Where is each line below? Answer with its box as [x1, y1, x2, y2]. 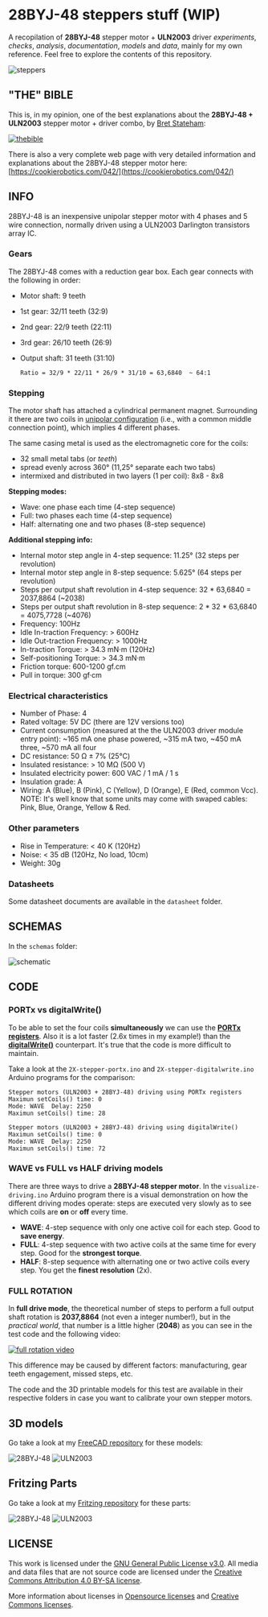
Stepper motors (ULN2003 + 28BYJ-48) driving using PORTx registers [8, 1088, 242, 1096]
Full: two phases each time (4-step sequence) [19, 511, 173, 521]
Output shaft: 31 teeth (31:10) [19, 353, 116, 363]
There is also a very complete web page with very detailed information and [8, 149, 256, 159]
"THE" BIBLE [8, 89, 74, 102]
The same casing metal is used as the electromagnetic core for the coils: [8, 439, 249, 448]
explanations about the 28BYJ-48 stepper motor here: [8, 158, 188, 167]
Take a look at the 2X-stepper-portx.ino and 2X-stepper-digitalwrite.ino [8, 1064, 254, 1074]
